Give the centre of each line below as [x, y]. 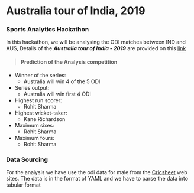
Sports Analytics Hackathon [48, 30]
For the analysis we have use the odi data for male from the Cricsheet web [97, 172]
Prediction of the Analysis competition [69, 62]
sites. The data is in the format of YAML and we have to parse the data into [97, 178]
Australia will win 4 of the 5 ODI [62, 81]
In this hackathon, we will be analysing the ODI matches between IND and [96, 42]
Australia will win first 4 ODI [57, 94]
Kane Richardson [44, 119]
